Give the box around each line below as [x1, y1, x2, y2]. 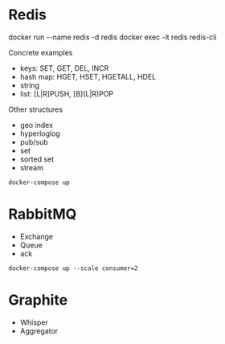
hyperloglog [19, 129, 60, 138]
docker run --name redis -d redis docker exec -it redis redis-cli [8, 32, 217, 42]
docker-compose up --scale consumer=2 [8, 264, 138, 272]
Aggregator [19, 326, 59, 335]
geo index [19, 120, 54, 129]
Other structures [8, 104, 63, 114]
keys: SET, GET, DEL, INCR [19, 63, 109, 73]
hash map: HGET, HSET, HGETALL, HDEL [19, 72, 157, 81]
